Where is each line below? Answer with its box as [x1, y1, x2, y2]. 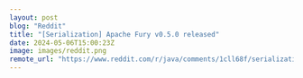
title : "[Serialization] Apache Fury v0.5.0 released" [9, 30, 220, 39]
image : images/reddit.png [9, 47, 106, 56]
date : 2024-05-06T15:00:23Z [9, 38, 115, 48]
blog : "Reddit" [9, 22, 67, 30]
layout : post [9, 13, 59, 22]
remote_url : [9, 55, 54, 64]
